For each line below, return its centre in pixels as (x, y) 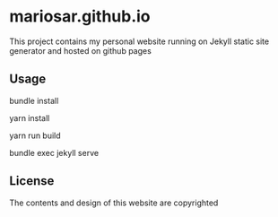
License (32, 181)
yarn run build (35, 135)
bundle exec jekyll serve (54, 152)
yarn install (30, 117)
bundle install (34, 100)
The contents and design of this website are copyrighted (114, 203)
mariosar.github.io (80, 17)
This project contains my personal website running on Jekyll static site (139, 41)
